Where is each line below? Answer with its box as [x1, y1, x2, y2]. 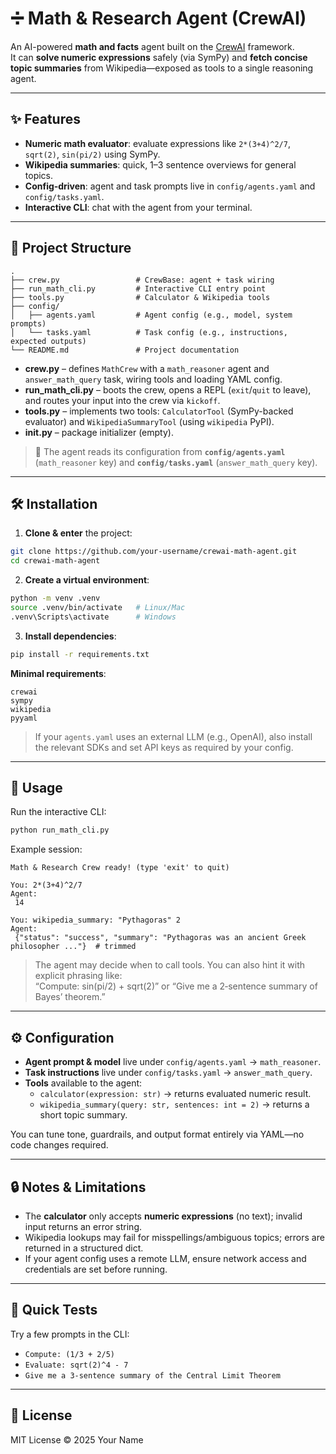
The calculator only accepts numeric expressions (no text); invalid [24, 1210, 303, 1222]
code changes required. [10, 1139, 109, 1151]
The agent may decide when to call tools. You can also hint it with [34, 959, 306, 971]
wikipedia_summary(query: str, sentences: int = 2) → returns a [39, 1098, 310, 1111]
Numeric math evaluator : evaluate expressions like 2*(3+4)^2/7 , [24, 137, 291, 149]
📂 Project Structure [10, 240, 132, 257]
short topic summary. [39, 1109, 128, 1121]
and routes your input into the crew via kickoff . [24, 394, 221, 406]
